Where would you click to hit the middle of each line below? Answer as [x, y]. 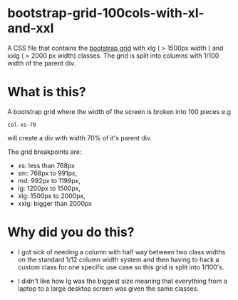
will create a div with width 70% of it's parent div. [79, 138]
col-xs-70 [22, 125]
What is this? [47, 92]
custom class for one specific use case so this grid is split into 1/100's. [121, 267]
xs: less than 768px [46, 165]
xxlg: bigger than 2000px [55, 203]
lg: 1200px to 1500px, [49, 188]
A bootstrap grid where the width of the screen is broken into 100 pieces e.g [119, 111]
